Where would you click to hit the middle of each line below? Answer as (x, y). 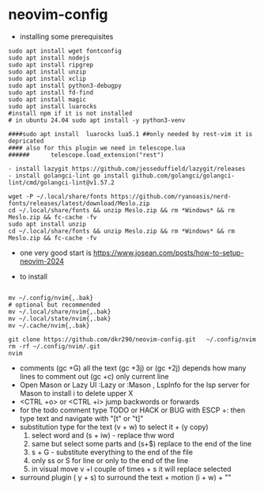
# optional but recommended (55, 305)
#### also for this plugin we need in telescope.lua (97, 148)
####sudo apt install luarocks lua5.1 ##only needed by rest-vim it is (130, 134)
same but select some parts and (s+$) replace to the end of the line (141, 443)
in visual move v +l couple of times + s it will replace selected (131, 469)
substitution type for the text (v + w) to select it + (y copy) (114, 427)
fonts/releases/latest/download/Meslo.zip (79, 203)
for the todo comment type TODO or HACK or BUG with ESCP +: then (132, 410)
